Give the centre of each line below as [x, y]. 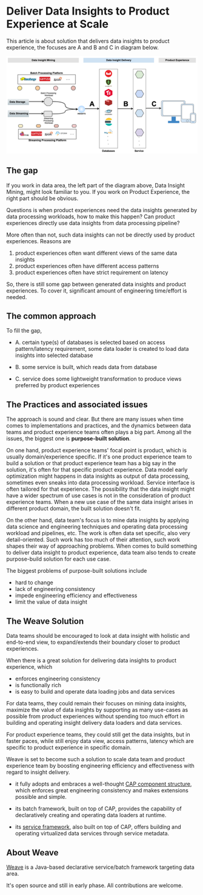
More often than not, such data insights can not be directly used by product [101, 235]
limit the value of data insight [51, 602]
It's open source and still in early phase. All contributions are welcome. [95, 885]
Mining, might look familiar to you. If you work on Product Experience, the [98, 192]
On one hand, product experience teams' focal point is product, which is [96, 451]
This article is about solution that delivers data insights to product [88, 41]
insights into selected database [54, 355]
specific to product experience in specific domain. [69, 748]
